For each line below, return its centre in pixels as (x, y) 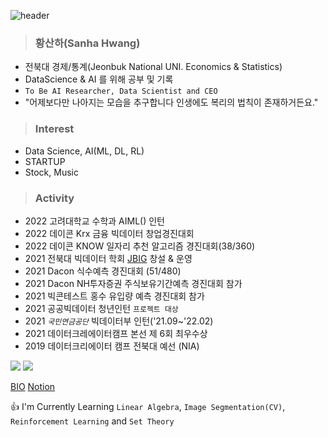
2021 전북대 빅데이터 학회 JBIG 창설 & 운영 (108, 258)
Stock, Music (51, 172)
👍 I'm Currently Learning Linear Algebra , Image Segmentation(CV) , (148, 406)
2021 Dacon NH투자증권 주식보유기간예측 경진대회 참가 (133, 283)
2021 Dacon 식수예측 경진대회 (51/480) (103, 271)
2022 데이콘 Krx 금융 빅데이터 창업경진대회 (109, 233)
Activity (54, 198)
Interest (54, 129)
